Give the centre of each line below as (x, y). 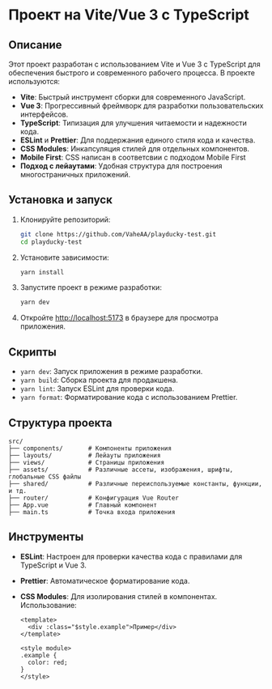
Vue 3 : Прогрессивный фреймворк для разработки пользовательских (142, 106)
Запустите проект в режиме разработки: (91, 287)
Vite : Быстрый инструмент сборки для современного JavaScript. (133, 97)
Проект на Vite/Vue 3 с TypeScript (129, 15)
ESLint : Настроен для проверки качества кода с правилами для (131, 556)
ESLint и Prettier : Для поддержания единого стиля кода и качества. (138, 140)
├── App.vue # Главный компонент (83, 505)
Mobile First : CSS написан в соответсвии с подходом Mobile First (133, 157)
